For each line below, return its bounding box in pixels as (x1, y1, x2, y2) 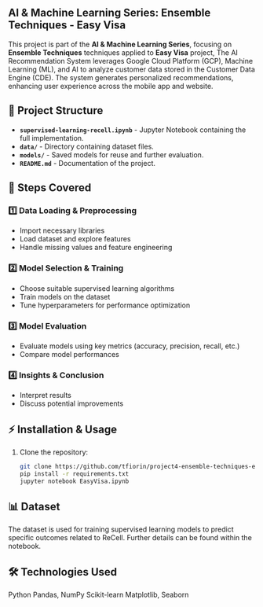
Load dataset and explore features (19, 234, 131, 244)
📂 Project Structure (8, 104, 104, 117)
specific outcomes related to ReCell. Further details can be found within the (8, 533, 253, 543)
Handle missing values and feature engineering (19, 243, 173, 252)
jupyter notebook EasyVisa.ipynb (19, 477, 130, 485)
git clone (19, 463, 53, 471)
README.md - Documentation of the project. (19, 158, 155, 167)
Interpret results (19, 391, 72, 400)
